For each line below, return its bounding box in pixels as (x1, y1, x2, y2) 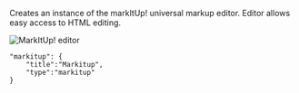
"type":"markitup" (25, 68, 95, 77)
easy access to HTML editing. (9, 17, 121, 28)
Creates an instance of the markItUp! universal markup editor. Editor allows (9, 8, 291, 18)
